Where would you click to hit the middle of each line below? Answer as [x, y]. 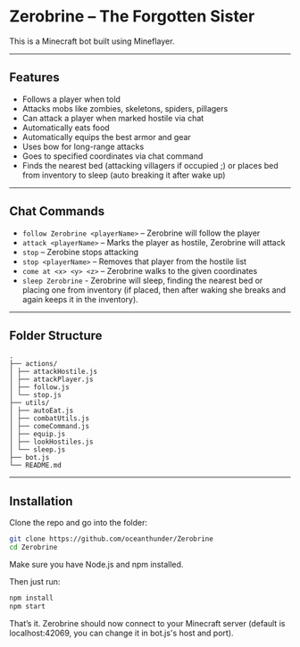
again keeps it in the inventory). [80, 299]
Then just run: [35, 581]
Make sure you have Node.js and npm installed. [96, 564]
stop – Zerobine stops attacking [80, 252]
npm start [28, 606]
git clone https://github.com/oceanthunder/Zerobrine [112, 539]
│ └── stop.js [36, 395]
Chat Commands [57, 212]
